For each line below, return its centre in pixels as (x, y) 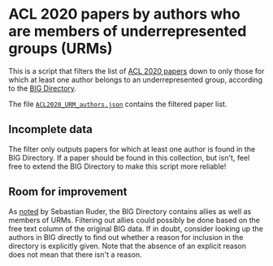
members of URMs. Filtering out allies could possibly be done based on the (134, 220)
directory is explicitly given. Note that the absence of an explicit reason (127, 246)
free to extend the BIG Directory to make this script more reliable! (117, 166)
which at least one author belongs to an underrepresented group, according (135, 79)
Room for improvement (68, 192)
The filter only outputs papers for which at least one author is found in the (132, 149)
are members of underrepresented (128, 31)
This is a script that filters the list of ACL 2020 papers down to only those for (136, 71)
